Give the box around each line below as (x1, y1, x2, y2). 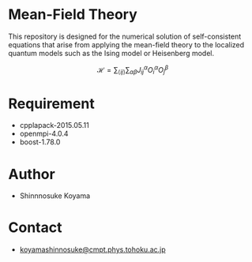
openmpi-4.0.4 (19, 129, 69, 139)
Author (8, 165, 55, 183)
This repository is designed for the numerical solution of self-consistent (8, 32, 242, 41)
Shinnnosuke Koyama (19, 191, 91, 200)
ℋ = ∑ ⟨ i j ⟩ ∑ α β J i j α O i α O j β (97, 63, 168, 77)
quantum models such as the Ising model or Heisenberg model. (8, 48, 215, 58)
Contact (8, 219, 62, 237)
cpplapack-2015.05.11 (19, 121, 89, 130)
